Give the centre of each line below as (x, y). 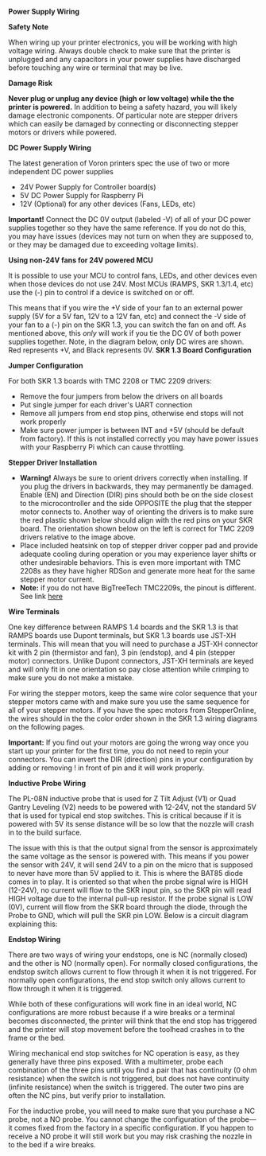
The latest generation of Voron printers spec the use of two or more (119, 163)
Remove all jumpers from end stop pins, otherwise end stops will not (131, 413)
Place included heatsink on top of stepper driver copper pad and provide (139, 545)
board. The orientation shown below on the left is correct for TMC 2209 (137, 529)
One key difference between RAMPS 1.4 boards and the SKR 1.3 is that (123, 627)
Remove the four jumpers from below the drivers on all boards (121, 396)
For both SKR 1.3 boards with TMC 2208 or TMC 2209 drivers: (110, 381)
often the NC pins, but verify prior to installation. (87, 1096)
